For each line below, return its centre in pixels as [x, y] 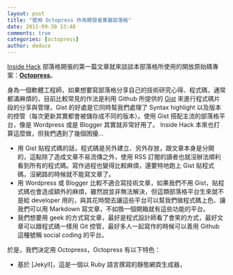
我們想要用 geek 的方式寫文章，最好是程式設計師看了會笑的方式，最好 [117, 217]
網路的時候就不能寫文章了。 [75, 174]
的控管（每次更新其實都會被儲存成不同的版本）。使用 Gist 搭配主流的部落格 [113, 116]
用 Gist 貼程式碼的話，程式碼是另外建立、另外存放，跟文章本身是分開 [116, 148]
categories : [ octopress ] [43, 40]
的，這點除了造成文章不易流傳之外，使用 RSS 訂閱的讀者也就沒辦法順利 [119, 157]
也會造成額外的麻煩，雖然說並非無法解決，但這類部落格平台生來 [121, 191]
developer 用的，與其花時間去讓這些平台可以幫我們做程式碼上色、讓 [128, 200]
